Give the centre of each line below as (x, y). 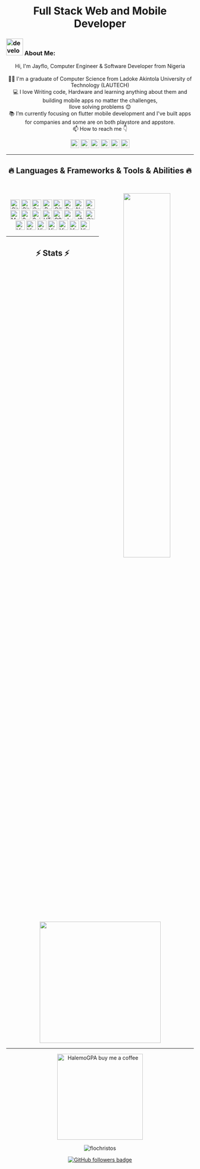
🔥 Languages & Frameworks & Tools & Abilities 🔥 (100, 171)
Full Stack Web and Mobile (100, 11)
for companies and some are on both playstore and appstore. (100, 122)
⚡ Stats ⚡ (52, 253)
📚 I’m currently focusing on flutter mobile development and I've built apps (100, 114)
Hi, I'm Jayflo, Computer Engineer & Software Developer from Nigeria (100, 66)
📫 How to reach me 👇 (100, 129)
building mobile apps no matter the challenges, (100, 100)
